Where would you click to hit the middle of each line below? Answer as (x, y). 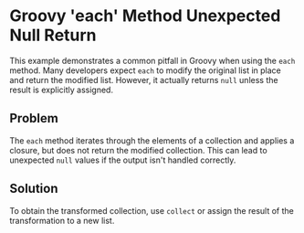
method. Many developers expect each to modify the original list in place (145, 70)
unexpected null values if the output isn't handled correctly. (123, 160)
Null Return (53, 35)
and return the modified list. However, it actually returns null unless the (144, 79)
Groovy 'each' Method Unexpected (145, 16)
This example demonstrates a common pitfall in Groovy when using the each (152, 60)
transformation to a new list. (62, 220)
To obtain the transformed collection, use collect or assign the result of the (152, 210)
